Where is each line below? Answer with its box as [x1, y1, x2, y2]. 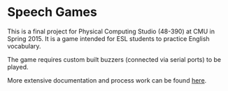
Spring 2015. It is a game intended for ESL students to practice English [7, 34, 210, 42]
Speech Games [7, 4, 98, 20]
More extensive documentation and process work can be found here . [7, 76, 207, 84]
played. [7, 63, 29, 71]
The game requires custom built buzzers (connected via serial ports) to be [7, 55, 222, 63]
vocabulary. [7, 42, 41, 50]
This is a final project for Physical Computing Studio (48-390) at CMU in [7, 27, 215, 35]
